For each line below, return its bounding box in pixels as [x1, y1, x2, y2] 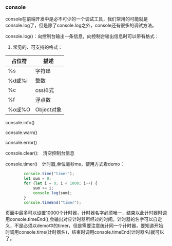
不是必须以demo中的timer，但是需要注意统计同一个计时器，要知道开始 [14, 222, 163, 229]
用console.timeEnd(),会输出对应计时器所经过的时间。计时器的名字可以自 [5, 216, 158, 222]
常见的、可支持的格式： [12, 44, 63, 50]
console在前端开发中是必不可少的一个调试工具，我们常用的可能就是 [5, 16, 148, 22]
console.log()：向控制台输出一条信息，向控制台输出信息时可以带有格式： [5, 33, 159, 40]
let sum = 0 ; [24, 176, 52, 181]
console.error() [5, 140, 37, 146]
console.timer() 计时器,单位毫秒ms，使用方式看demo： [5, 161, 125, 167]
